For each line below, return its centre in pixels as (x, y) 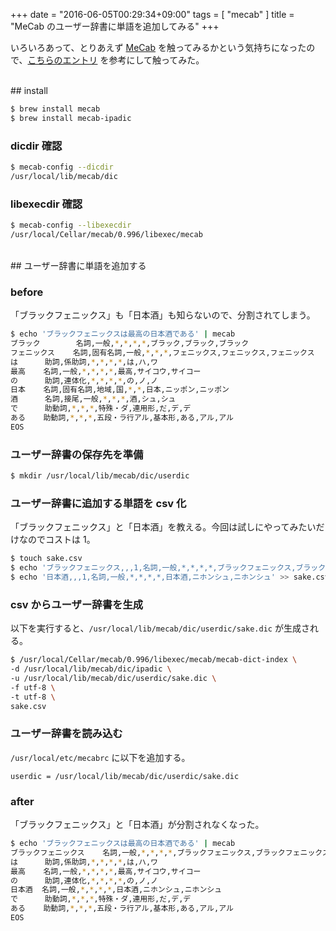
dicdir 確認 (36, 146)
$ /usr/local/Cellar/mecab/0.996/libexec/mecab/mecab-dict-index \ (154, 660)
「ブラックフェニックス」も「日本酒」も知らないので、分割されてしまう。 (163, 315)
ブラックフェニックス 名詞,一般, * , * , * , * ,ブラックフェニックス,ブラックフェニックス (170, 852)
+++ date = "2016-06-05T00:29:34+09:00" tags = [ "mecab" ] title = (152, 14)
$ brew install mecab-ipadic (71, 118)
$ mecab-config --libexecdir (71, 225)
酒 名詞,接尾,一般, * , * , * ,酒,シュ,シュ (93, 399)
